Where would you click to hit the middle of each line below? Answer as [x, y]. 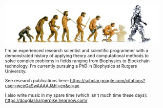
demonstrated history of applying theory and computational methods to [77, 56]
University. [16, 71]
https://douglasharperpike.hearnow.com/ [46, 100]
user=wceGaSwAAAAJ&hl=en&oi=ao [42, 86]
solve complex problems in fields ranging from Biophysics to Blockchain [77, 61]
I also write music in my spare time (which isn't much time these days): [76, 95]
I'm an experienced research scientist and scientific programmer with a [77, 50]
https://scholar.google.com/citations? [108, 81]
